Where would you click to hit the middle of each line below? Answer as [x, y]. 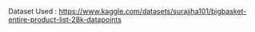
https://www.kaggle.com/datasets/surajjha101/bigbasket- [153, 11]
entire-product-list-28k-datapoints [65, 20]
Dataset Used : [33, 11]
